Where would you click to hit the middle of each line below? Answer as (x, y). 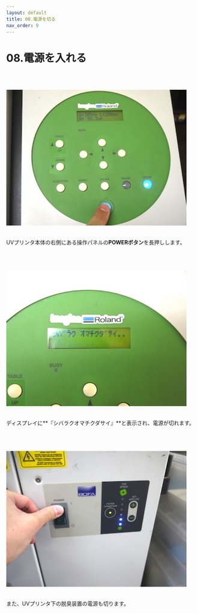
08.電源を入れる (47, 58)
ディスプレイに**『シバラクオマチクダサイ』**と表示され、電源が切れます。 (100, 423)
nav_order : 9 (23, 25)
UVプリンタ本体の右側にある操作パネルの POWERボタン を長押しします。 (96, 243)
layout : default (26, 13)
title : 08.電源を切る (31, 19)
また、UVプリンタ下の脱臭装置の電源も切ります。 (68, 604)
